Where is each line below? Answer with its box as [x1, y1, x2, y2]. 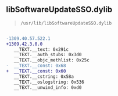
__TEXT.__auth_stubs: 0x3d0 [13, 52, 82, 58]
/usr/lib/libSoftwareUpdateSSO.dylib [20, 20, 112, 26]
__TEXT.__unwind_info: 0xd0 [13, 84, 82, 90]
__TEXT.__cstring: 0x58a [13, 73, 74, 80]
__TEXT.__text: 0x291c [13, 46, 69, 52]
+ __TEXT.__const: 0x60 [6, 68, 66, 74]
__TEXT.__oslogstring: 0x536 [13, 79, 84, 85]
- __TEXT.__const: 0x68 [6, 63, 66, 69]
